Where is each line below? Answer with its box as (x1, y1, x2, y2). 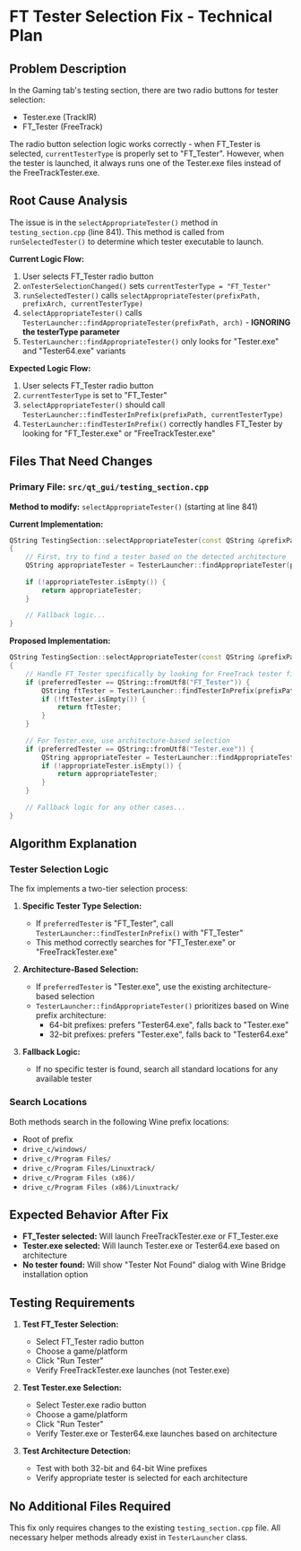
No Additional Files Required (9, 1498, 172, 1513)
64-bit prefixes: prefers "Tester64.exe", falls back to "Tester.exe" (48, 1020, 289, 1031)
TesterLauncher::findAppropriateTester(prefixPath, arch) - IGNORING (21, 317, 291, 327)
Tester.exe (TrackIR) (21, 112, 97, 122)
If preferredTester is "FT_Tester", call (35, 918, 174, 929)
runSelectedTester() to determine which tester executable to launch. (9, 236, 264, 247)
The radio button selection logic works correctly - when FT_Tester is (9, 139, 262, 149)
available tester (35, 1074, 92, 1085)
